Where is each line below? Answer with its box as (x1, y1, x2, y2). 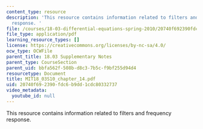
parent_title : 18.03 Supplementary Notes (6, 54, 112, 60)
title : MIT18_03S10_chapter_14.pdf (6, 76, 96, 82)
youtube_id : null (11, 93, 56, 99)
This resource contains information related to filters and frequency (6, 109, 172, 116)
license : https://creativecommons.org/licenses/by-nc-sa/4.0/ (6, 43, 166, 49)
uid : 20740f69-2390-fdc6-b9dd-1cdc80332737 (6, 82, 118, 88)
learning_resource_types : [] (6, 37, 80, 43)
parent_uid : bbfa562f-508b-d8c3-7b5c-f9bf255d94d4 (6, 64, 137, 71)
